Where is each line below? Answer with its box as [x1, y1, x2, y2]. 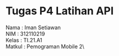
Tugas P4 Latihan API [5, 4, 114, 18]
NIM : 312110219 [5, 30, 45, 37]
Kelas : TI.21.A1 [5, 36, 42, 43]
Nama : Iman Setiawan [5, 24, 61, 31]
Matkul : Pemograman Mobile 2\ [5, 43, 85, 50]
